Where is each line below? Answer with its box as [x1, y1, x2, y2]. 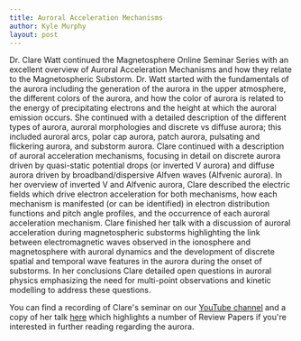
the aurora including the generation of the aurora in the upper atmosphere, [9, 83, 287, 95]
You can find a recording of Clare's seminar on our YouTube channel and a [9, 302, 287, 313]
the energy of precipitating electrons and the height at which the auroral [9, 103, 277, 114]
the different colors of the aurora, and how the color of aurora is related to [9, 93, 284, 104]
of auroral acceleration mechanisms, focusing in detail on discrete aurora [9, 151, 281, 161]
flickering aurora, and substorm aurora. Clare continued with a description [9, 141, 285, 152]
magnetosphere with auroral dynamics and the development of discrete [9, 246, 275, 257]
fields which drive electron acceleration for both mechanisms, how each [9, 189, 278, 199]
